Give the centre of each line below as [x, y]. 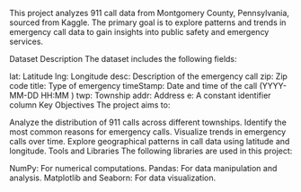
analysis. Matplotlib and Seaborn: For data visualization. [113, 178]
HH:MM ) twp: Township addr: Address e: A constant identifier [155, 95]
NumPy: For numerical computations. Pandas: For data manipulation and [143, 168]
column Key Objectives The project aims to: [90, 105]
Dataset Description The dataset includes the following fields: [123, 59]
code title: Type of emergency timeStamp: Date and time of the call [133, 86]
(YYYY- [273, 86]
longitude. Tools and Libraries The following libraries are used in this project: [151, 151]
